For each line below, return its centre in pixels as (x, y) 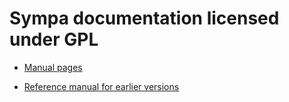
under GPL (54, 39)
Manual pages (53, 67)
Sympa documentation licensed (144, 18)
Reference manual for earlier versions (101, 86)
